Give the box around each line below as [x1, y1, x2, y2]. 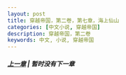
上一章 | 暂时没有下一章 [7, 59, 75, 68]
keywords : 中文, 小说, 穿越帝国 [7, 37, 94, 44]
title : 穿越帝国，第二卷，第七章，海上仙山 [7, 17, 120, 24]
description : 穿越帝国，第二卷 [7, 30, 91, 37]
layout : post [7, 10, 46, 18]
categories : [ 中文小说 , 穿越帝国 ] [7, 23, 101, 30]
